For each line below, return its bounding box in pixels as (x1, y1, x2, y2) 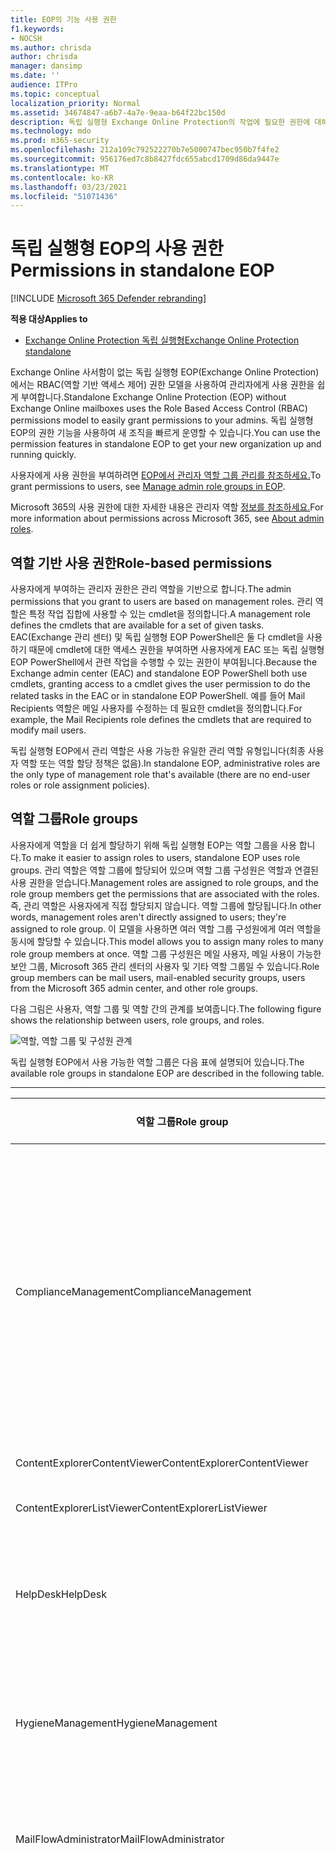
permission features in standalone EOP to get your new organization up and (10, 438, 322, 450)
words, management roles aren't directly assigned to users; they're (10, 911, 287, 923)
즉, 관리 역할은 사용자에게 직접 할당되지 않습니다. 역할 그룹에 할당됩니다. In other (10, 899, 322, 911)
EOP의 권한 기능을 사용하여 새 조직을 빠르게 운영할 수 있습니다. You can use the (10, 427, 321, 439)
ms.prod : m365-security (10, 136, 110, 146)
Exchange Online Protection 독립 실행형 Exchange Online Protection (24, 334, 300, 346)
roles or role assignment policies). (10, 779, 150, 791)
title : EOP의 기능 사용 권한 (10, 14, 117, 25)
